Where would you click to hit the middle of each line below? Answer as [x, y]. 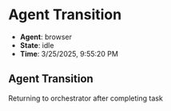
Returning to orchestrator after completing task [86, 98]
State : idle [37, 45]
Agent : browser [46, 37]
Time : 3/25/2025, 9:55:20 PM [69, 54]
